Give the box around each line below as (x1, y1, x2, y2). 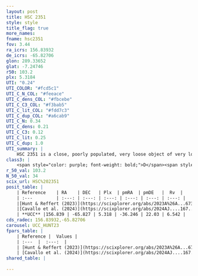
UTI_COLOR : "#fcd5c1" (6, 86, 60, 91)
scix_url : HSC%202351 (6, 179, 60, 185)
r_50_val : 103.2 (6, 167, 46, 174)
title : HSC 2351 (6, 14, 46, 20)
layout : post (6, 8, 38, 15)
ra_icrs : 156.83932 (6, 47, 54, 53)
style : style (6, 19, 38, 25)
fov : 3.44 (6, 42, 31, 48)
